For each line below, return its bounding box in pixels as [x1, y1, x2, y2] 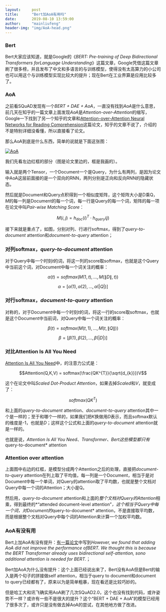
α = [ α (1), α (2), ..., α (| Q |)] [57, 284, 109, 290]
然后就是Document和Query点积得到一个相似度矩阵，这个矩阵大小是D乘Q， [5, 191, 158, 198]
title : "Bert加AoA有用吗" [5, 12, 67, 17]
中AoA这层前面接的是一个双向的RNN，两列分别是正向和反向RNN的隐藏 [5, 175, 149, 181]
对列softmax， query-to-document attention [5, 246, 113, 253]
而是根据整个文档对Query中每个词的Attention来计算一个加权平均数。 [5, 514, 144, 520]
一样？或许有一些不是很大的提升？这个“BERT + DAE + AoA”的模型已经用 [13, 596, 160, 602]
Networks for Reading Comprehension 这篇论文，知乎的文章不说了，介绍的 [5, 122, 157, 128]
